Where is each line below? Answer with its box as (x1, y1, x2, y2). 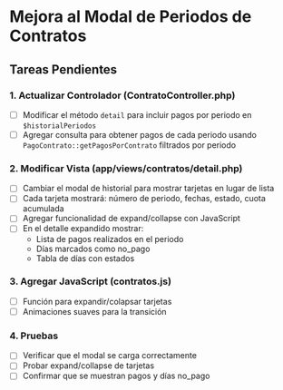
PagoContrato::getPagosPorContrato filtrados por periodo (22, 140, 237, 151)
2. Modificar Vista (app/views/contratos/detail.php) (9, 161, 243, 174)
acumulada (22, 203, 65, 214)
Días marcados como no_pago (35, 243, 151, 254)
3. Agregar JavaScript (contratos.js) (9, 275, 172, 288)
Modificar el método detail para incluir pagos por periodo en (22, 109, 252, 120)
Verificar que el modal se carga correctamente (22, 350, 198, 361)
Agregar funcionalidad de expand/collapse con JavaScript (22, 213, 240, 224)
